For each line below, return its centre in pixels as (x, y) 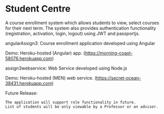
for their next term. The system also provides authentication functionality (81, 28)
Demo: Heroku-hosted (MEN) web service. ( (51, 78)
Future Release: (21, 93)
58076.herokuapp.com (29, 58)
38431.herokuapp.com (29, 83)
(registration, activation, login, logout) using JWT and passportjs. (72, 33)
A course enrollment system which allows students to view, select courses (82, 23)
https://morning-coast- (109, 53)
